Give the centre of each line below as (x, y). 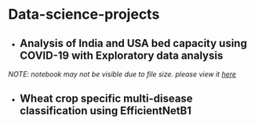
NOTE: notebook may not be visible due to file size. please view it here (122, 74)
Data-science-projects (84, 14)
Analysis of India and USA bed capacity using (133, 43)
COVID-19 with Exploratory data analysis (121, 55)
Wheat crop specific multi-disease (106, 99)
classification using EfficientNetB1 (106, 111)
